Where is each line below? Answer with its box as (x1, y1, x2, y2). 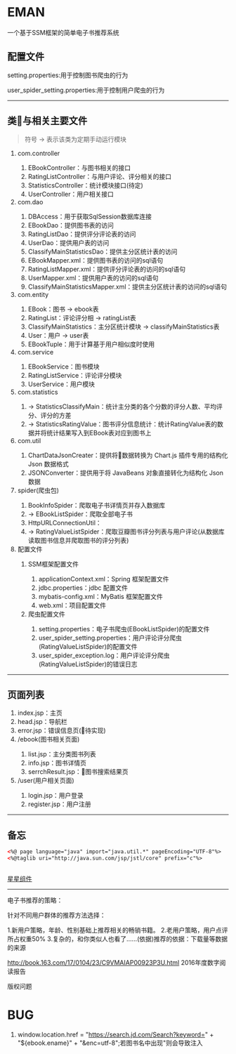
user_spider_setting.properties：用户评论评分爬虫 (38, 633, 183, 642)
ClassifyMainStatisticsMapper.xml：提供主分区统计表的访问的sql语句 (27, 282, 227, 291)
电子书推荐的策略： (7, 896, 63, 904)
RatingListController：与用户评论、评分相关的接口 (27, 172, 172, 180)
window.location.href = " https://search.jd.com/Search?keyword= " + (17, 1030, 214, 1039)
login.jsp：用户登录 (27, 791, 84, 800)
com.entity (17, 290, 49, 298)
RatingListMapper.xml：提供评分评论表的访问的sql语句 (27, 265, 186, 273)
